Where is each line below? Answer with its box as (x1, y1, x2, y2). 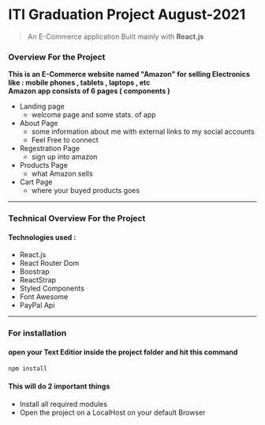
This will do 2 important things (8, 381, 110, 391)
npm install (8, 365, 47, 373)
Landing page (19, 101, 65, 112)
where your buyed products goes (31, 186, 140, 195)
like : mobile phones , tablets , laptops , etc (8, 78, 151, 88)
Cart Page (19, 177, 53, 187)
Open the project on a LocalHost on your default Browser (19, 408, 206, 417)
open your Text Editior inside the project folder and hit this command (8, 347, 238, 357)
